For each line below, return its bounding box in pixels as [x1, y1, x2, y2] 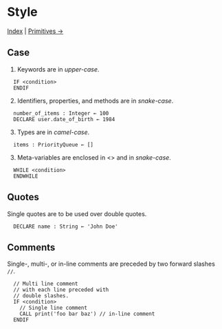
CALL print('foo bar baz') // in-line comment [19, 310, 155, 317]
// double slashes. [13, 293, 69, 299]
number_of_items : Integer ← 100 [13, 109, 109, 117]
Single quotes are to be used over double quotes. [7, 209, 147, 217]
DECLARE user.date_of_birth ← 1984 [13, 116, 115, 123]
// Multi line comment [13, 280, 78, 288]
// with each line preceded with [13, 286, 109, 293]
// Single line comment [19, 304, 88, 312]
